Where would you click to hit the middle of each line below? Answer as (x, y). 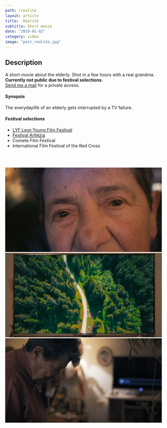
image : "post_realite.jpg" (33, 42)
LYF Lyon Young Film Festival (42, 130)
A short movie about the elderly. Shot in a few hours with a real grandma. (80, 74)
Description (24, 63)
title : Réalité (22, 21)
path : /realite (21, 10)
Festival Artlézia (29, 135)
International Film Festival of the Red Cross (56, 146)
